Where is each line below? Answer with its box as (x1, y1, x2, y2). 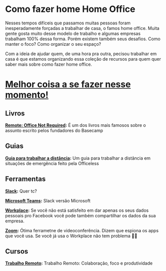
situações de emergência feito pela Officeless (5, 160, 99, 166)
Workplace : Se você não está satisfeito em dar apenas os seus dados (5, 207, 149, 213)
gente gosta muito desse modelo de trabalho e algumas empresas (5, 30, 141, 36)
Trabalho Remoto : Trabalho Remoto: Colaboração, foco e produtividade (5, 260, 153, 267)
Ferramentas (5, 175, 46, 183)
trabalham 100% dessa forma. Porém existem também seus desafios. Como (5, 36, 161, 42)
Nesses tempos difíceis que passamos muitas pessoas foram (5, 20, 131, 26)
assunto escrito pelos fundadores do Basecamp (5, 127, 103, 133)
